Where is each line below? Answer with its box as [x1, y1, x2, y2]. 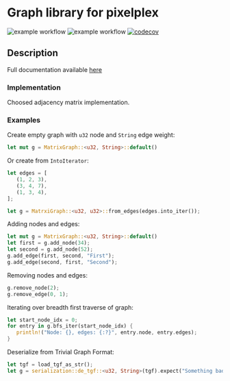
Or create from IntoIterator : [7, 156, 89, 165]
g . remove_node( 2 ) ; [7, 284, 60, 291]
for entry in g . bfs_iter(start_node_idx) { [7, 323, 133, 330]
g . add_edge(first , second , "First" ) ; [7, 252, 115, 260]
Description [7, 47, 58, 59]
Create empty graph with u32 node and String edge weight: [7, 131, 175, 139]
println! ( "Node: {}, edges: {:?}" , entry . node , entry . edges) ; [16, 329, 197, 336]
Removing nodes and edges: [7, 271, 88, 279]
